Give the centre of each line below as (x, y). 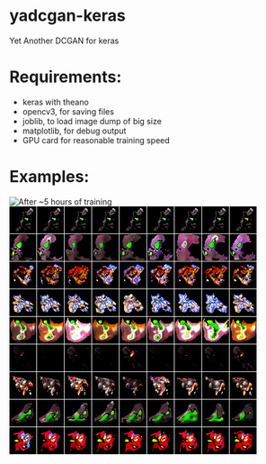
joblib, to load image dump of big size (92, 121)
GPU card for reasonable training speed (96, 140)
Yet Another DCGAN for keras (64, 41)
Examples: (49, 177)
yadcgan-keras (67, 16)
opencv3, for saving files (68, 111)
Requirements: (66, 77)
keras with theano (56, 102)
